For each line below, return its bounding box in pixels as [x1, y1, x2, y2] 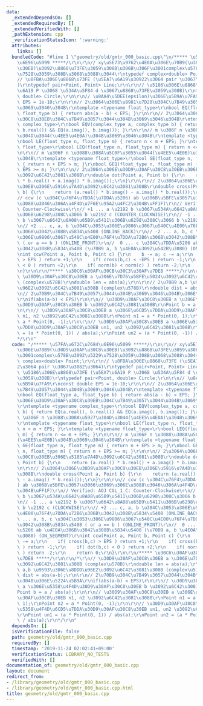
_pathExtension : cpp [11, 32, 63, 38]
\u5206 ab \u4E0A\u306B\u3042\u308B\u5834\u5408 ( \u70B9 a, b [17, 527, 177, 533]
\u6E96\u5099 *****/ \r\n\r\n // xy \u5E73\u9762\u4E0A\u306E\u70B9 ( [17, 59, 188, 65]
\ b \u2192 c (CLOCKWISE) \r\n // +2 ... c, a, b [17, 504, 139, 511]
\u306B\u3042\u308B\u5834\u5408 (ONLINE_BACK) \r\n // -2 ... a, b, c [17, 228, 193, 235]
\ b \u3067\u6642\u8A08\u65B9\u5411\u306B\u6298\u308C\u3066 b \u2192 [17, 218, 199, 224]
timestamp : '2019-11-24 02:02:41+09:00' [11, 645, 115, 651]
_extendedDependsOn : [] [11, 15, 71, 21]
